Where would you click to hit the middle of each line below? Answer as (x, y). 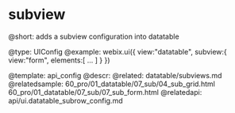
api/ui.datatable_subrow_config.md (65, 100)
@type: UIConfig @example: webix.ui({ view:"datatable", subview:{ (118, 51)
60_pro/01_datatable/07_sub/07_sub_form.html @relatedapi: (105, 92)
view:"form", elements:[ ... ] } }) (59, 60)
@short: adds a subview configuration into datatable (94, 36)
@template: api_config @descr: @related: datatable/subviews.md (115, 75)
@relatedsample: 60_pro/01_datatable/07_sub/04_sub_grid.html (112, 84)
